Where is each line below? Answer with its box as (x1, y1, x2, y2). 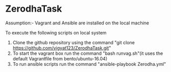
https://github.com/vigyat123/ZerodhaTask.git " (12, 45, 111, 51)
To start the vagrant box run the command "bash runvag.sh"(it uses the (12, 50, 163, 56)
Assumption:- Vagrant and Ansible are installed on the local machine (5, 20, 150, 26)
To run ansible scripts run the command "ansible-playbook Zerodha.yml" (12, 61, 166, 67)
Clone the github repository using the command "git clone (12, 39, 135, 46)
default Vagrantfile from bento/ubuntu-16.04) (12, 55, 108, 61)
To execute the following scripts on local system (5, 29, 107, 35)
